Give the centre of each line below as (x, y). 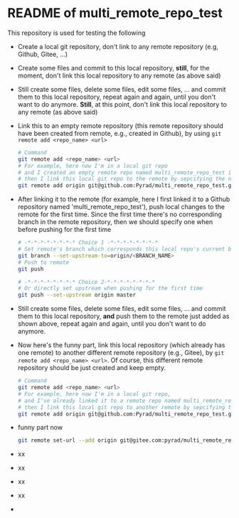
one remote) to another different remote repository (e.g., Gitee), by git (121, 353)
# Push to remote (43, 262)
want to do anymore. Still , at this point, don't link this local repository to (122, 104)
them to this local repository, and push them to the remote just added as (123, 316)
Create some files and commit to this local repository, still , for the (113, 68)
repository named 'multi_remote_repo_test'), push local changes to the (121, 207)
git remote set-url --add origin (67, 440)
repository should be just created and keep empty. (91, 368)
